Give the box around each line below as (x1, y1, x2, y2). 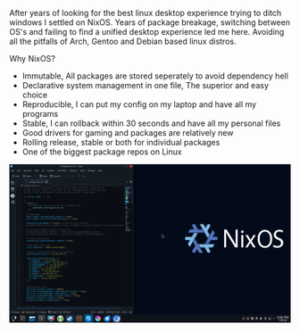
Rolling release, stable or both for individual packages (21, 137, 221, 147)
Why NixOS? (9, 54, 56, 63)
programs (21, 109, 59, 119)
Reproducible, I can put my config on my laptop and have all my (21, 99, 257, 110)
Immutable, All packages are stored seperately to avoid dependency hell (21, 71, 288, 81)
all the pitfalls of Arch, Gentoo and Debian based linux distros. (9, 36, 237, 46)
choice (21, 89, 48, 100)
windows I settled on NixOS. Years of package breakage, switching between (9, 17, 290, 28)
